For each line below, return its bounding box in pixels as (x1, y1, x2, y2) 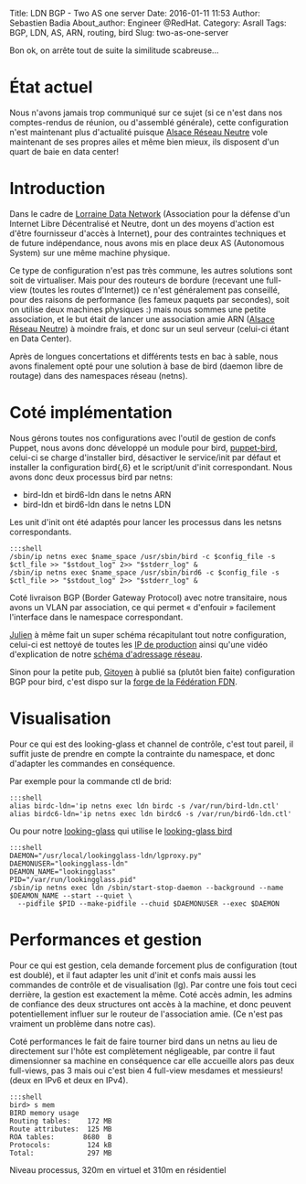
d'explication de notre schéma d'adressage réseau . (9, 649, 203, 660)
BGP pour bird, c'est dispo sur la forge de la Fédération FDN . (9, 676, 237, 687)
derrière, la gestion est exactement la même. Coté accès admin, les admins (9, 988, 292, 1000)
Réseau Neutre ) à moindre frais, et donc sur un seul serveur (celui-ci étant (9, 323, 290, 334)
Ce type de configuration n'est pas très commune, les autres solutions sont (9, 264, 293, 275)
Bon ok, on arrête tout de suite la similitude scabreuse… (9, 45, 219, 56)
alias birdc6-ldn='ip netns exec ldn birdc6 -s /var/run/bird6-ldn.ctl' (9, 809, 292, 818)
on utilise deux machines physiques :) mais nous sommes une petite (9, 304, 267, 315)
